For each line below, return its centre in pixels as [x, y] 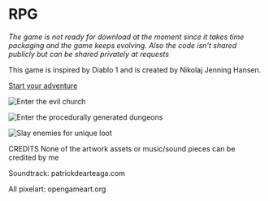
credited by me [34, 157]
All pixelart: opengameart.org [57, 189]
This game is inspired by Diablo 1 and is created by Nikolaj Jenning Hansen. [135, 69]
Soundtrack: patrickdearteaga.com [67, 173]
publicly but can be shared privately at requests [89, 54]
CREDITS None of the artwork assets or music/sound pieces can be [122, 148]
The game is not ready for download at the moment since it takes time [126, 37]
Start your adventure [43, 86]
